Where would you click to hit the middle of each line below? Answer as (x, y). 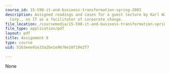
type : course (19, 43)
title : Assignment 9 (27, 38)
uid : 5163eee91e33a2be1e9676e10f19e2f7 (47, 47)
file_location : (21, 24)
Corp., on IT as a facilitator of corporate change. (67, 19)
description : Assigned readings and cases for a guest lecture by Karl (82, 15)
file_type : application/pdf (35, 29)
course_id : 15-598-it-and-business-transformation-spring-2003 (73, 10)
